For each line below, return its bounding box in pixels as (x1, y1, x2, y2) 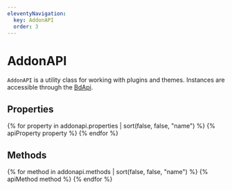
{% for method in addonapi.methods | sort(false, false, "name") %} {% (7, 167, 208, 175)
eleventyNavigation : (7, 10, 67, 17)
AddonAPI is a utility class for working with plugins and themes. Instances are (7, 76, 225, 84)
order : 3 (13, 23, 39, 30)
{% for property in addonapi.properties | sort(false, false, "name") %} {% (7, 122, 216, 130)
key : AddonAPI (13, 17, 54, 24)
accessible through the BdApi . (7, 83, 93, 92)
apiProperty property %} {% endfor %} (7, 129, 119, 137)
